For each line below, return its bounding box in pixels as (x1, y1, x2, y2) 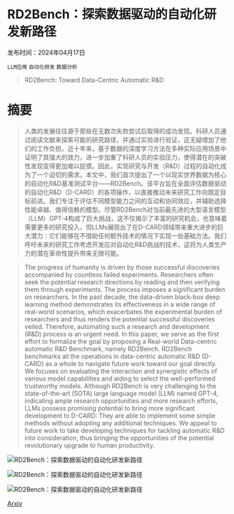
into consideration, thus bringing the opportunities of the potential (24, 434, 214, 442)
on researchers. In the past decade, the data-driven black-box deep (24, 293, 220, 301)
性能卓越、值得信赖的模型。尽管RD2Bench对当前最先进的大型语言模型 (24, 205, 227, 214)
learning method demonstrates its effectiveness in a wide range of (24, 300, 216, 308)
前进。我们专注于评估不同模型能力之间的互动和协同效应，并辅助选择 (30, 196, 227, 205)
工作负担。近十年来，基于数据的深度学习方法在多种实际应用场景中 (36, 144, 227, 152)
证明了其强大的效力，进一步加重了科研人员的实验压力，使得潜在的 (24, 153, 214, 161)
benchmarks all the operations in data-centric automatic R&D (24, 352, 200, 360)
